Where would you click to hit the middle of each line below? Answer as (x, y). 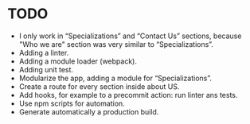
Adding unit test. (46, 69)
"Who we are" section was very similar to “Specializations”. (116, 44)
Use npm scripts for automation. (72, 103)
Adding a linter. (44, 52)
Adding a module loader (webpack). (78, 61)
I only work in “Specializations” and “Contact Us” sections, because (130, 36)
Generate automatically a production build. (89, 111)
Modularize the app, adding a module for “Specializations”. (115, 78)
